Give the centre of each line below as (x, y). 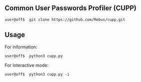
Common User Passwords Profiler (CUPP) (70, 8)
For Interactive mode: (27, 65)
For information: (21, 47)
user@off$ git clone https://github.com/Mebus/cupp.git (65, 19)
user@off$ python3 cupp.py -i (37, 74)
